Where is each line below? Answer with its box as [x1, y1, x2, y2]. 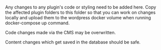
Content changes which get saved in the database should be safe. [5, 39, 141, 45]
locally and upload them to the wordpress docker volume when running [5, 15, 152, 20]
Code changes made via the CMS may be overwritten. [5, 30, 116, 35]
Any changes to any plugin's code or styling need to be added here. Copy [5, 4, 157, 10]
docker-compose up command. [5, 20, 70, 26]
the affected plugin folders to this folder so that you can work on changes [5, 9, 156, 15]
